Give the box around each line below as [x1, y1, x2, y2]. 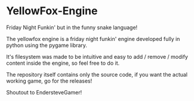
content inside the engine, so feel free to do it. [6, 59, 120, 67]
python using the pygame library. [6, 42, 88, 49]
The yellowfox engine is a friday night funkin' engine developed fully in [6, 35, 180, 42]
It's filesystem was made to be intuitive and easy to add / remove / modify [6, 53, 188, 60]
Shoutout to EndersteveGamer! [6, 89, 82, 96]
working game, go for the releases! [6, 77, 93, 84]
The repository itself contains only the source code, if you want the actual [6, 71, 188, 78]
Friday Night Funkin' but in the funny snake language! [6, 24, 138, 31]
